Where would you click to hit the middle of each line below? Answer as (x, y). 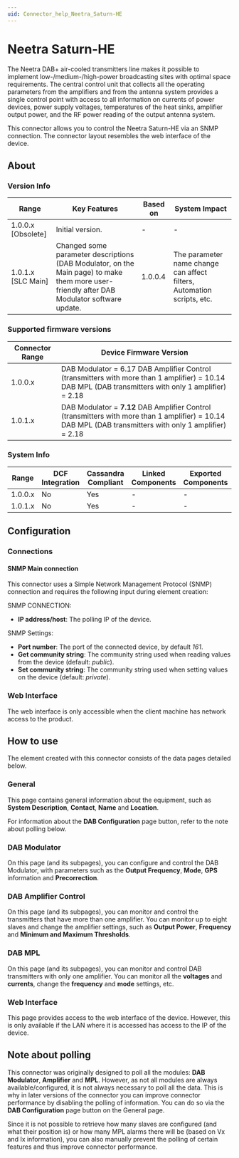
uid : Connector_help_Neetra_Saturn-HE (65, 14)
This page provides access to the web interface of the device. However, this (119, 1017)
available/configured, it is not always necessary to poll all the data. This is (115, 1087)
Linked (154, 473)
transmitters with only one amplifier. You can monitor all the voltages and (115, 976)
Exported (206, 473)
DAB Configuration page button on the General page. (86, 1110)
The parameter (198, 255)
